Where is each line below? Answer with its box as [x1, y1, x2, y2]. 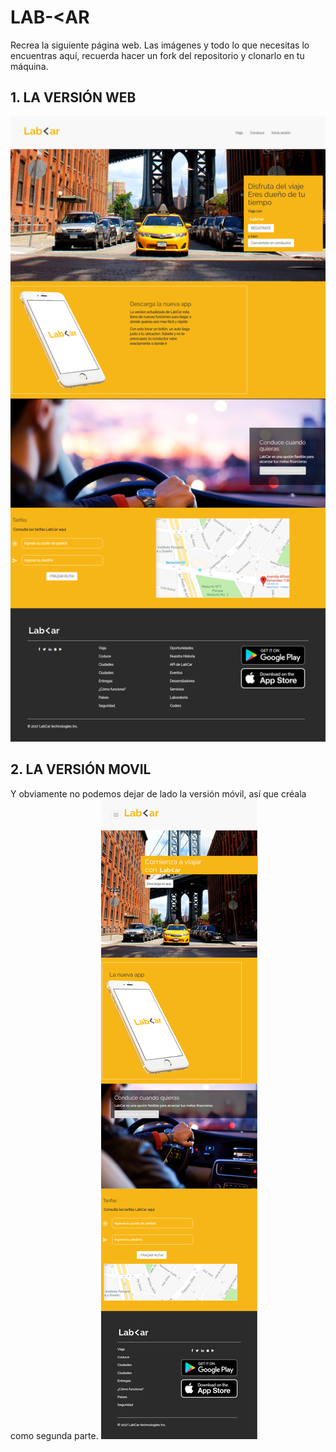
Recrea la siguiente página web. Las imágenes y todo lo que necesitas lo [10, 39, 310, 51]
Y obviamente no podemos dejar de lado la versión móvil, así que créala [10, 787, 307, 800]
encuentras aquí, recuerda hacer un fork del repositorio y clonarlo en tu [10, 49, 305, 61]
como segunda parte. [10, 1429, 99, 1441]
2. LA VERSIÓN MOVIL [10, 761, 152, 778]
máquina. [10, 60, 49, 72]
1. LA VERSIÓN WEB [10, 89, 137, 106]
